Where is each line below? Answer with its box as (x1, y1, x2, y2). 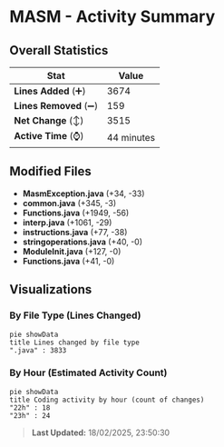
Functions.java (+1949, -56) (22, 207, 130, 218)
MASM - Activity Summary (9, 6, 216, 27)
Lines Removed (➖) (14, 100, 98, 112)
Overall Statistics (9, 43, 109, 58)
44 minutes (106, 131, 156, 144)
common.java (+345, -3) (22, 197, 116, 208)
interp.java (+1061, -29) (22, 216, 112, 228)
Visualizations (9, 282, 93, 297)
